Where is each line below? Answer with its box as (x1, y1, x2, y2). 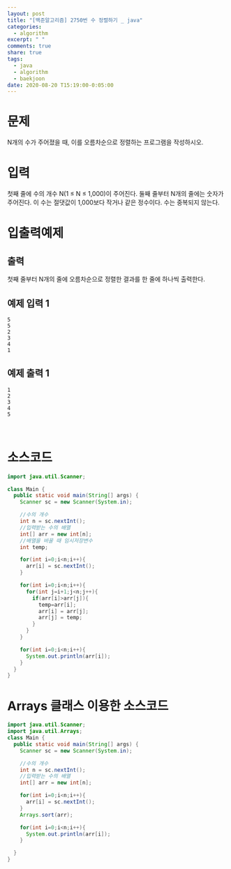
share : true (7, 50, 42, 56)
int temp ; (20, 543, 49, 551)
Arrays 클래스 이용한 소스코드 (7, 698, 169, 713)
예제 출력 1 (7, 368, 50, 379)
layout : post (7, 10, 45, 17)
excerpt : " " (7, 36, 45, 43)
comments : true (7, 43, 52, 50)
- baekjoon (13, 75, 45, 82)
